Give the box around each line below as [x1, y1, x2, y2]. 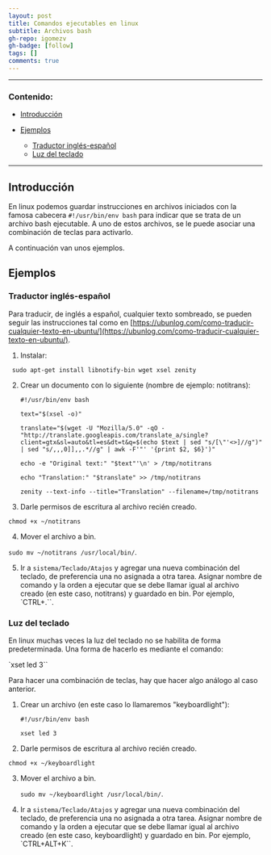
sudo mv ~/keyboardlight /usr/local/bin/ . [19, 789, 164, 798]
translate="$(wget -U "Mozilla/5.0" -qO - [19, 424, 165, 432]
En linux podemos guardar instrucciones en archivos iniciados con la [8, 201, 237, 211]
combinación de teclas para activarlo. [8, 227, 134, 237]
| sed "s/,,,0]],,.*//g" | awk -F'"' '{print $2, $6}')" [19, 445, 216, 453]
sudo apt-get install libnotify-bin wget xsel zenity [11, 366, 197, 374]
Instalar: [19, 350, 48, 360]
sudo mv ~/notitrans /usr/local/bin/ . [8, 547, 137, 557]
